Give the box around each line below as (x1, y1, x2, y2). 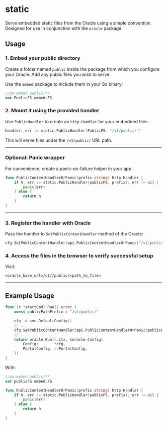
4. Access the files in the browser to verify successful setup (5, 252, 154, 259)
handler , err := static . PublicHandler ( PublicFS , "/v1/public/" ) (5, 128, 141, 133)
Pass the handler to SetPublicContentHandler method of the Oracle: (5, 231, 143, 237)
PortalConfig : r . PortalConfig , (23, 346, 88, 351)
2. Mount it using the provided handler (5, 107, 99, 114)
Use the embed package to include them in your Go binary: (5, 81, 123, 87)
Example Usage (5, 291, 55, 300)
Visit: (5, 263, 16, 270)
